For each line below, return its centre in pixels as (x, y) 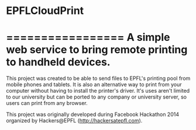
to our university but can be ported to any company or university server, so (97, 97)
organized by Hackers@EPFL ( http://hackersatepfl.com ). (74, 121)
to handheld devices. (58, 62)
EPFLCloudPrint (45, 11)
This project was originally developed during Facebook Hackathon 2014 (93, 114)
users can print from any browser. (47, 103)
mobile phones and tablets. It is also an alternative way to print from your (94, 85)
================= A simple (88, 38)
